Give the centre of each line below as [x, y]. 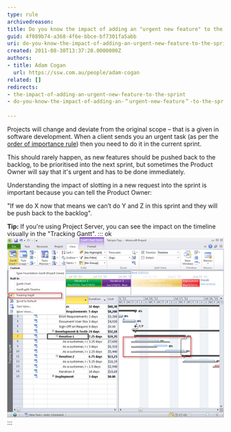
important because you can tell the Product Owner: [80, 192]
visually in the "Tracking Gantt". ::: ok [59, 234]
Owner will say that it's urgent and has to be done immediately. [96, 172]
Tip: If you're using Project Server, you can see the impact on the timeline [112, 226]
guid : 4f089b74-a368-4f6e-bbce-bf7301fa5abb [72, 36]
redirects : [23, 87]
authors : [20, 58]
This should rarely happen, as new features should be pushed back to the [111, 157]
